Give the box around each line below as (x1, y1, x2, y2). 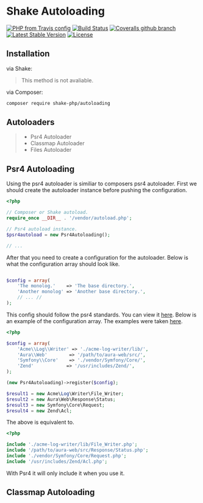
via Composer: (6, 88, 43, 96)
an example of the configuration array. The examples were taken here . (6, 317, 183, 324)
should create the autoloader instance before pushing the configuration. (6, 187, 188, 194)
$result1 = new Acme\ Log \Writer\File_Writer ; (6, 390, 124, 397)
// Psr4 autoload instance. (6, 226, 78, 232)
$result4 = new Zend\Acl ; (6, 407, 72, 414)
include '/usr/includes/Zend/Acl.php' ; (6, 458, 108, 465)
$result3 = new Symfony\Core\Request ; (6, 402, 105, 408)
